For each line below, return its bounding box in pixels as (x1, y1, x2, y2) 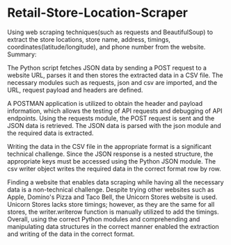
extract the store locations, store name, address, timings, (7, 35, 170, 43)
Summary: (7, 50, 37, 58)
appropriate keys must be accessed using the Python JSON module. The (7, 157, 216, 165)
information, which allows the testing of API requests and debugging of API (7, 106, 223, 115)
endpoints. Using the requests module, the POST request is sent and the (7, 113, 215, 122)
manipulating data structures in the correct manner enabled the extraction (7, 222, 219, 230)
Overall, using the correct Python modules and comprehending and (7, 214, 200, 223)
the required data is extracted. (7, 129, 94, 137)
